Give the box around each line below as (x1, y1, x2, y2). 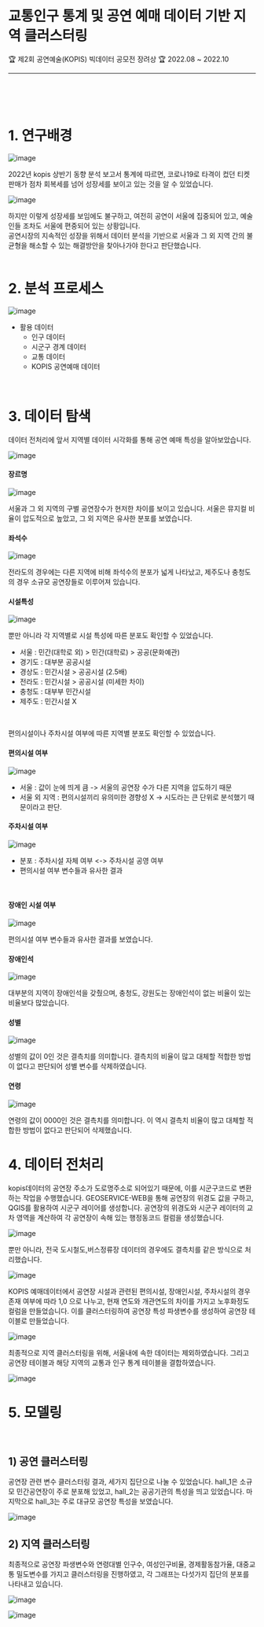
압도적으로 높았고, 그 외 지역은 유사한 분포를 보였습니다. (22, 513, 192, 523)
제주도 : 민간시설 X (19, 697, 77, 707)
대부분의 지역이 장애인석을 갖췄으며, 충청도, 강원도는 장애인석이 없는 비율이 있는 (8, 988, 251, 998)
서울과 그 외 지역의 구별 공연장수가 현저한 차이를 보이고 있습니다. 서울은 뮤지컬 (8, 504, 247, 513)
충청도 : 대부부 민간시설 (19, 687, 92, 696)
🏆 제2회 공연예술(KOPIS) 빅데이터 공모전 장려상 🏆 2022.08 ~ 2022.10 (8, 54, 229, 64)
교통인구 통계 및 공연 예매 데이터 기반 (8, 7, 230, 25)
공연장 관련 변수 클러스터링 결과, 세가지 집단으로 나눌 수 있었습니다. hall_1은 (8, 1477, 238, 1487)
